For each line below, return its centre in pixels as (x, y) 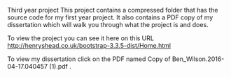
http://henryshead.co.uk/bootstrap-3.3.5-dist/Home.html (89, 45)
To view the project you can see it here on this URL (80, 38)
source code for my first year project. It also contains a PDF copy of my (110, 17)
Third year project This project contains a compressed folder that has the (113, 10)
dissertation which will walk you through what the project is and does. (108, 25)
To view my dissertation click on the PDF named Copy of (89, 59)
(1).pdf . (60, 66)
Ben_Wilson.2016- (198, 59)
